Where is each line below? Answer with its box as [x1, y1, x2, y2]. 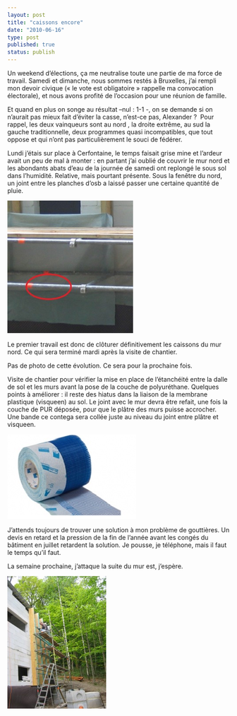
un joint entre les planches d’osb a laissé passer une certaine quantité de [7, 179, 219, 187]
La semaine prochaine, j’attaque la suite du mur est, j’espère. [7, 562, 183, 570]
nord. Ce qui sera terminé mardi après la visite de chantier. [7, 348, 178, 356]
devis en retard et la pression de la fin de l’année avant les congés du [7, 534, 209, 541]
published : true [7, 41, 55, 49]
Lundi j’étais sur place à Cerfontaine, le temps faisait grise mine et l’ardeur [7, 149, 222, 157]
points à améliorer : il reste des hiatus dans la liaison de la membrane [7, 390, 208, 399]
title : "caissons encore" [7, 18, 83, 26]
